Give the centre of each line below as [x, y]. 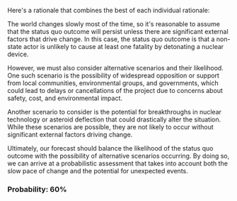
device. [18, 54]
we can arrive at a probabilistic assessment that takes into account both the [118, 163]
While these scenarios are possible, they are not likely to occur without [110, 127]
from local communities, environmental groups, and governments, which [113, 83]
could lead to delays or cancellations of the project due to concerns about [115, 91]
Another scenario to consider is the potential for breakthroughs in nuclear [114, 112]
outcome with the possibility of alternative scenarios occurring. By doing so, [118, 156]
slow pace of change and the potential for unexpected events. [98, 171]
